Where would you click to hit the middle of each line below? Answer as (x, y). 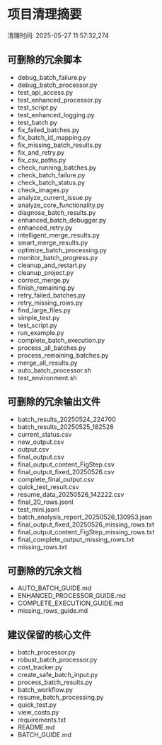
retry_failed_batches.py (52, 295)
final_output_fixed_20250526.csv (66, 471)
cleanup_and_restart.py (52, 265)
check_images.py (43, 190)
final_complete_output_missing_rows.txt (76, 539)
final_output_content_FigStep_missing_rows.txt (86, 532)
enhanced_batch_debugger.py (62, 220)
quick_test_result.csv (48, 487)
